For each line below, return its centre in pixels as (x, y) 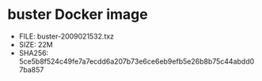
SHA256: (34, 53)
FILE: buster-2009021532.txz (66, 36)
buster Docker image (78, 15)
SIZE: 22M (36, 44)
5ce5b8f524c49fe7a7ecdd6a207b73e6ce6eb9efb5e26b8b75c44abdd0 (137, 61)
